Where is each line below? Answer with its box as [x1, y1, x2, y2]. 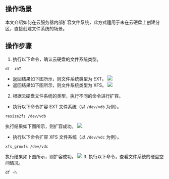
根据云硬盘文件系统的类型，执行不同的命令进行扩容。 [12, 93, 124, 99]
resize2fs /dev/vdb [5, 113, 46, 119]
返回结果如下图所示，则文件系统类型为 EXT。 [12, 75, 107, 82]
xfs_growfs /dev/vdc [5, 144, 49, 149]
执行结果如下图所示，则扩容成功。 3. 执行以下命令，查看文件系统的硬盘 [5, 153, 160, 159]
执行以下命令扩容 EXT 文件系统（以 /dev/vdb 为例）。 [12, 103, 122, 110]
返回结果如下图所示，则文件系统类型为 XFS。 [12, 82, 107, 88]
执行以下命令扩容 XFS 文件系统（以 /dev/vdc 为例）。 [12, 133, 122, 140]
